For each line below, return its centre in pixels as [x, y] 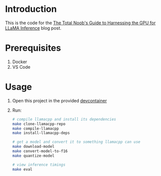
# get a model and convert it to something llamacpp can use [76, 142]
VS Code [21, 67]
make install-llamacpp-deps [41, 133]
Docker [20, 62]
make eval [22, 169]
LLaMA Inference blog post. [33, 28]
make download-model [33, 147]
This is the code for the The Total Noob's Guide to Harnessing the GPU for [80, 23]
